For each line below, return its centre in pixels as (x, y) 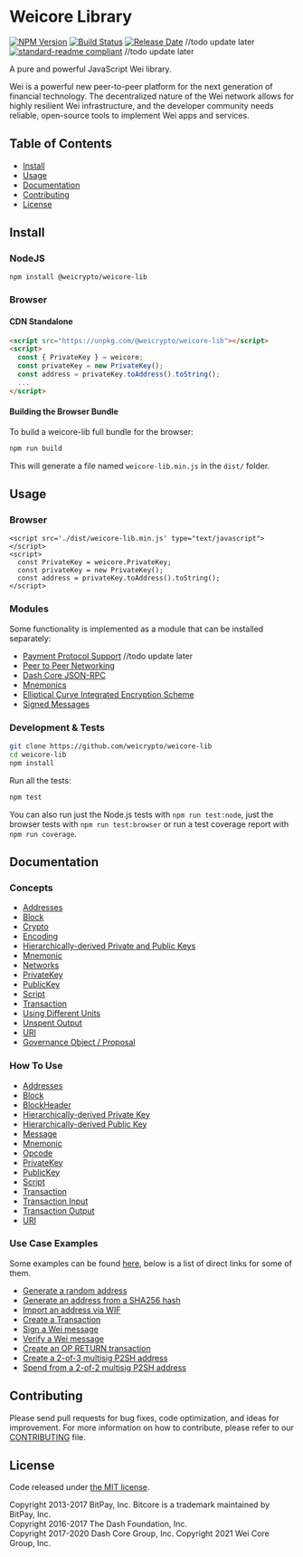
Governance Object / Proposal (79, 1043)
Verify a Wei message (63, 1339)
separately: (30, 638)
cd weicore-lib (38, 754)
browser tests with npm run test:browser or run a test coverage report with (149, 824)
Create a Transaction (62, 1319)
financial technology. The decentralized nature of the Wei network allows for (152, 96)
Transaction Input (55, 1201)
